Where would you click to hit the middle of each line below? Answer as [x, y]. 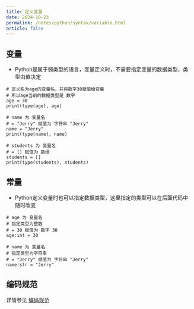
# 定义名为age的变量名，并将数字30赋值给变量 [55, 89]
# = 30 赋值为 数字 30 [32, 230]
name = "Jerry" [25, 129]
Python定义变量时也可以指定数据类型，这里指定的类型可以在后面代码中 [101, 198]
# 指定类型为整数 [24, 224]
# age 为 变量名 [24, 217]
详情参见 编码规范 [28, 300]
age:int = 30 [22, 235]
